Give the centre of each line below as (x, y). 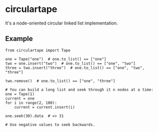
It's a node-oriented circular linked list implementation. (62, 23)
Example (19, 39)
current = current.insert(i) (45, 107)
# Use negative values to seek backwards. (50, 124)
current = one (20, 98)
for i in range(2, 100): (31, 103)
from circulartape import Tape (38, 50)
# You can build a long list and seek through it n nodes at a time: (80, 89)
